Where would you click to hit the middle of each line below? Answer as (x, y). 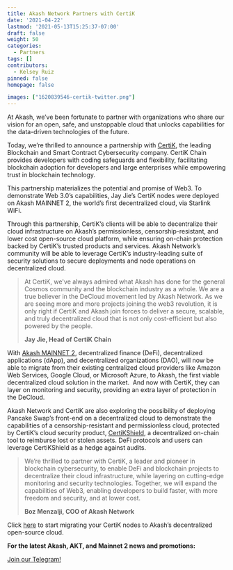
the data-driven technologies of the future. (69, 132)
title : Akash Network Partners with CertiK (71, 14)
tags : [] (20, 59)
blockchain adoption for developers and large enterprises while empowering (116, 168)
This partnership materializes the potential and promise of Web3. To (104, 188)
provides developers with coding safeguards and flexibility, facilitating (107, 160)
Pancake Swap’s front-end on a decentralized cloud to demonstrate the (110, 418)
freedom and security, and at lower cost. (82, 498)
